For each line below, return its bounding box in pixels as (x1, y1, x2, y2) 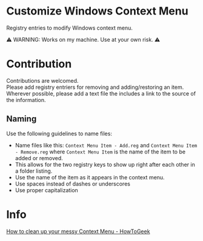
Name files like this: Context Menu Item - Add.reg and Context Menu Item (15, 141, 198, 149)
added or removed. (15, 154, 64, 161)
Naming (6, 114, 37, 124)
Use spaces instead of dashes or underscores (15, 180, 130, 187)
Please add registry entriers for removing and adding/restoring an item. (6, 83, 184, 91)
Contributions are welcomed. (6, 77, 79, 84)
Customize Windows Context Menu (6, 4, 189, 18)
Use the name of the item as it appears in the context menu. (15, 173, 165, 181)
